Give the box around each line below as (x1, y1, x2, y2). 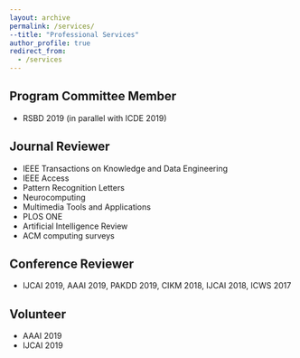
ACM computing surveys (22, 230, 115, 240)
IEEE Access (22, 173, 70, 184)
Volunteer (9, 306, 67, 322)
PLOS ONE (22, 211, 63, 221)
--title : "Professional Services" (9, 30, 140, 39)
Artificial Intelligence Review (22, 221, 128, 231)
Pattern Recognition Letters (22, 182, 125, 193)
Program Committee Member (9, 89, 177, 104)
